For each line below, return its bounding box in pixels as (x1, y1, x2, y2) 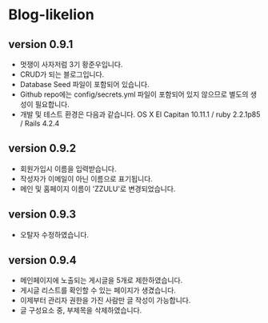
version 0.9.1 (8, 38, 74, 51)
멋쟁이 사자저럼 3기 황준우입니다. (19, 60, 123, 69)
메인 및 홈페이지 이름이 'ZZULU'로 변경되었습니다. (19, 184, 176, 193)
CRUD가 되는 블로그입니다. (19, 70, 105, 79)
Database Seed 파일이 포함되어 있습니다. (19, 80, 150, 89)
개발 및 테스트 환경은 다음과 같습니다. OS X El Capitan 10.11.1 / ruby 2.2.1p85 (19, 110, 261, 119)
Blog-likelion (8, 6, 94, 24)
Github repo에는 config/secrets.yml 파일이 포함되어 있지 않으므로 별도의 (19, 90, 249, 99)
